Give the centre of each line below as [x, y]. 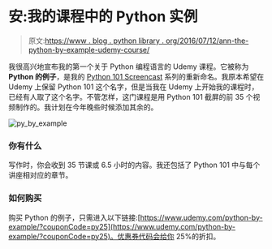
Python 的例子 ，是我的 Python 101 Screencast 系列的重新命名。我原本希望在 [136, 76]
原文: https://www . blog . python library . [96, 41]
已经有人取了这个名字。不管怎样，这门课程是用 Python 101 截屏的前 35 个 [131, 97]
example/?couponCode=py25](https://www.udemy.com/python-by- [122, 226]
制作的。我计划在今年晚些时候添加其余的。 [86, 107]
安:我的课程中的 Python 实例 [103, 17]
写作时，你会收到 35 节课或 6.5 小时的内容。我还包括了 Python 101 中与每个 [134, 165]
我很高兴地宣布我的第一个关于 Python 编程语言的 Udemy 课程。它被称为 [129, 67]
